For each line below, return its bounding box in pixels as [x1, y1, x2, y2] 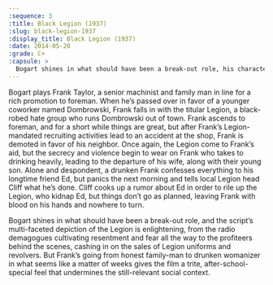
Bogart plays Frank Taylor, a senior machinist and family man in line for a [8, 87, 252, 97]
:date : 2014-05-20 [8, 42, 71, 50]
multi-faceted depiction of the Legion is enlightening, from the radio [8, 224, 236, 234]
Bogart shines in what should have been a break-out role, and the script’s [8, 215, 253, 225]
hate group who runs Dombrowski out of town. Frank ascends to [29, 113, 246, 123]
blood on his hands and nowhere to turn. [8, 199, 145, 209]
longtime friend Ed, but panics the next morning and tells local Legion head [8, 173, 260, 183]
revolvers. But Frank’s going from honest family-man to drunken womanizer [8, 250, 261, 260]
